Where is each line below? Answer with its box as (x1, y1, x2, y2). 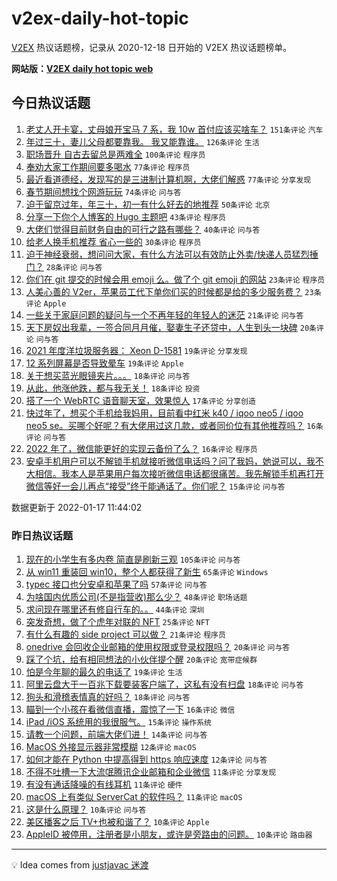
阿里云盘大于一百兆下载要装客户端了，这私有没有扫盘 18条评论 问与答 (25, 678, 304, 691)
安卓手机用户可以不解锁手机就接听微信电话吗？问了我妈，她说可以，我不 (25, 455, 324, 467)
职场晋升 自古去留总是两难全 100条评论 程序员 (25, 148, 206, 160)
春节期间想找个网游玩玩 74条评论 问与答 (25, 185, 182, 197)
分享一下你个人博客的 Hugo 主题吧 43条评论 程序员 (25, 210, 226, 222)
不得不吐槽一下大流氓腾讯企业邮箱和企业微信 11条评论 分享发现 (25, 766, 277, 778)
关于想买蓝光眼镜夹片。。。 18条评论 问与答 (25, 369, 191, 381)
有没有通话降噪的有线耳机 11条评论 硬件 (25, 778, 183, 791)
